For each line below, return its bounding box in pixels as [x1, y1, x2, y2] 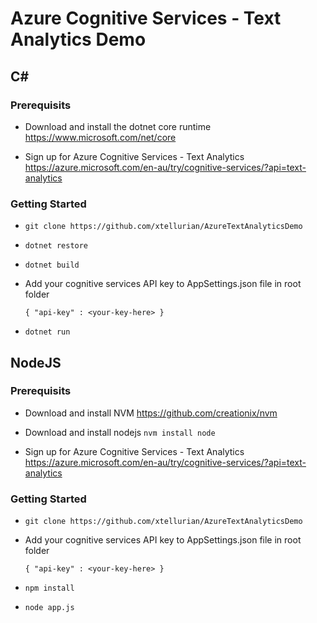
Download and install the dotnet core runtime [24, 120, 212, 132]
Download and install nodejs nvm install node [24, 426, 216, 438]
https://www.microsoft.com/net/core [24, 131, 177, 143]
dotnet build [24, 260, 80, 271]
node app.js [24, 603, 75, 613]
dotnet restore [24, 241, 89, 251]
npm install [24, 583, 75, 594]
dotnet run [24, 327, 71, 337]
